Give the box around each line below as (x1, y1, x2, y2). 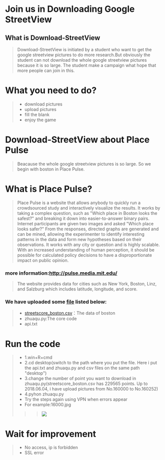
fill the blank (24, 111, 50, 117)
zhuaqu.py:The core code (24, 316, 77, 321)
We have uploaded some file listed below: (5, 298, 107, 305)
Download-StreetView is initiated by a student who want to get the (17, 47, 152, 52)
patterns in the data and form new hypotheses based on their (17, 236, 142, 242)
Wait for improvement (5, 428, 96, 439)
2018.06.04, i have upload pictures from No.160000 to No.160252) (24, 386, 159, 392)
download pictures (24, 101, 63, 107)
